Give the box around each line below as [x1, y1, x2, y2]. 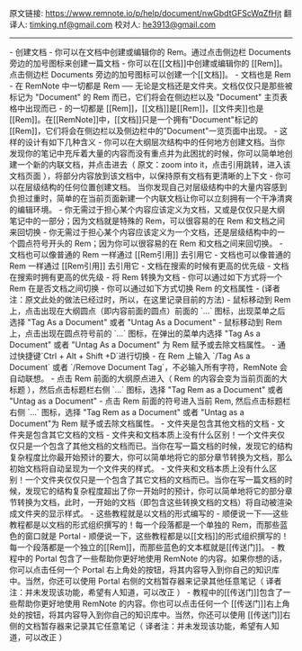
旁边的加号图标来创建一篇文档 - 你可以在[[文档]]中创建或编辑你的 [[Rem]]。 [9, 58, 288, 68]
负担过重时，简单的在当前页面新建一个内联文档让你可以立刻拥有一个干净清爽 [9, 193, 293, 203]
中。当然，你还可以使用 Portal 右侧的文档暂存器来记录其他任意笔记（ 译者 [9, 575, 282, 586]
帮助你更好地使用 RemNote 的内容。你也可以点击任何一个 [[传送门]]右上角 [16, 598, 290, 609]
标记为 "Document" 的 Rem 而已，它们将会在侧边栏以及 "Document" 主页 [9, 92, 280, 102]
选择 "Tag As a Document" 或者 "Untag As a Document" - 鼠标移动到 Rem [9, 317, 283, 327]
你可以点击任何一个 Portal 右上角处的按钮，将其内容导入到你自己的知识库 [9, 565, 280, 574]
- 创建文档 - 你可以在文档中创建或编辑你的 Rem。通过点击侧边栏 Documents [9, 47, 292, 57]
